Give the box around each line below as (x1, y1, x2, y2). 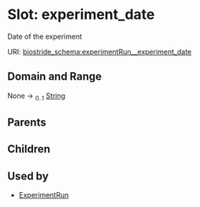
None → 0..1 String (7, 91, 66, 102)
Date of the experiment (7, 32, 83, 41)
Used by (7, 169, 49, 183)
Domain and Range (7, 70, 102, 84)
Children (7, 142, 50, 156)
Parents (7, 115, 46, 129)
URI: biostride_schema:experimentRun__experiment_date (7, 47, 192, 56)
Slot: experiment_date (7, 6, 155, 24)
